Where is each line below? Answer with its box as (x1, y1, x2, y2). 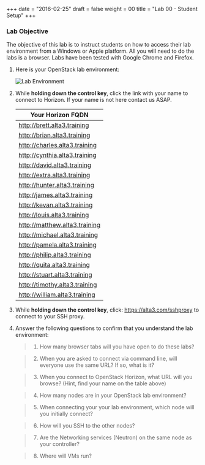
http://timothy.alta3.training (18, 280, 97, 289)
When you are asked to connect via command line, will (39, 355, 177, 363)
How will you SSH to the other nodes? (39, 422, 135, 429)
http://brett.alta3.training (18, 121, 89, 129)
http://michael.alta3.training (18, 231, 99, 239)
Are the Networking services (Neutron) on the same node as (39, 434, 192, 441)
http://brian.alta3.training (18, 131, 91, 140)
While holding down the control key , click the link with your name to (15, 90, 188, 97)
